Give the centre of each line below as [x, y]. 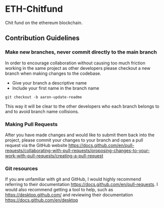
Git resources [22, 168]
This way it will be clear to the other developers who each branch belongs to [82, 106]
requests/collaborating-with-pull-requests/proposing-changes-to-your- [78, 150]
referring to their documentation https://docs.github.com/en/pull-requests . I [82, 184]
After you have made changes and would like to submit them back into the [80, 135]
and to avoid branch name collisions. [42, 111]
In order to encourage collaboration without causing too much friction [75, 63]
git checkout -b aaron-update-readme [44, 97]
